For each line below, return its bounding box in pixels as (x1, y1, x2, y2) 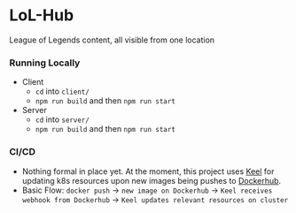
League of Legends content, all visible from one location (9, 34, 215, 45)
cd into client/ (35, 86, 90, 97)
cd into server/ (35, 114, 90, 125)
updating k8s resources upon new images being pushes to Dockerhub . (21, 175, 282, 186)
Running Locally (9, 57, 81, 69)
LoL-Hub (9, 5, 74, 26)
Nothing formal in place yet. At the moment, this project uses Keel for (21, 165, 275, 177)
